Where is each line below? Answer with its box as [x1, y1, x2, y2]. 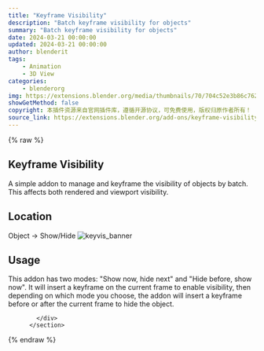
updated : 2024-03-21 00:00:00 [8, 41, 108, 49]
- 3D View [22, 70, 55, 78]
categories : [8, 77, 47, 85]
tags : [8, 56, 26, 64]
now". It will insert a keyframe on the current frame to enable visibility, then [8, 283, 251, 292]
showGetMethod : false [8, 99, 79, 107]
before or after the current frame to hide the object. [8, 299, 174, 309]
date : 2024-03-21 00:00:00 [8, 33, 97, 42]
